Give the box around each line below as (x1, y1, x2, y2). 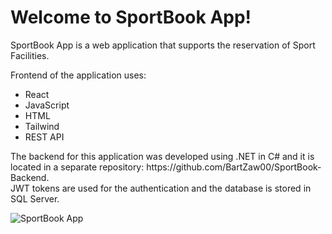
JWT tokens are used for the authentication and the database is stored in (10, 182, 312, 194)
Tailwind (24, 120, 60, 132)
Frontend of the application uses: (10, 69, 147, 81)
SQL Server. (10, 192, 60, 205)
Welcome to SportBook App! (10, 6, 252, 29)
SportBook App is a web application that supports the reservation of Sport (10, 39, 316, 51)
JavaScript (24, 99, 70, 111)
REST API (24, 131, 65, 143)
